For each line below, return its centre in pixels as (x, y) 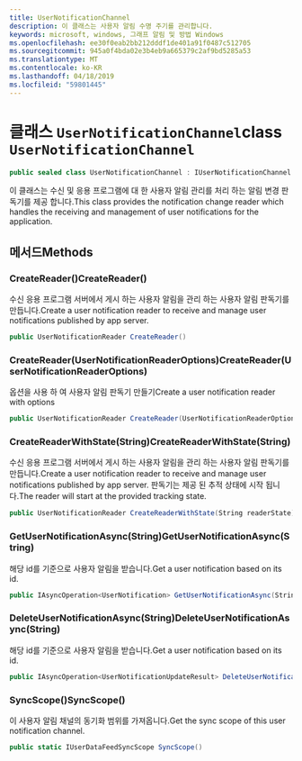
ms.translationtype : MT (54, 59)
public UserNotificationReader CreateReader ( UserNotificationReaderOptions (154, 419)
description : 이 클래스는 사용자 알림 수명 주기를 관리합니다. (111, 26)
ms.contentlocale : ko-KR (56, 68)
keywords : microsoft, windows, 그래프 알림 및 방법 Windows (117, 34)
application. (31, 222)
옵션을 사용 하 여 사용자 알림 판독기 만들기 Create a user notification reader (142, 392)
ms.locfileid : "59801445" (58, 85)
